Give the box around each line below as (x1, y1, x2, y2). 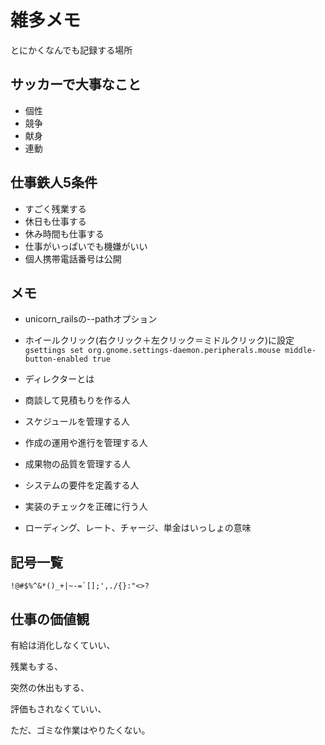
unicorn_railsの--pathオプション (24, 313, 158, 325)
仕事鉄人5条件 (10, 174, 98, 191)
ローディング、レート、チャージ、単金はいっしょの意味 (24, 522, 252, 534)
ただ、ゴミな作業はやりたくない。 (10, 724, 151, 736)
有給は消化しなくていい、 (10, 639, 116, 651)
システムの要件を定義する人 (24, 479, 140, 491)
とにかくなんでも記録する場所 (10, 44, 133, 56)
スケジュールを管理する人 (24, 416, 130, 428)
